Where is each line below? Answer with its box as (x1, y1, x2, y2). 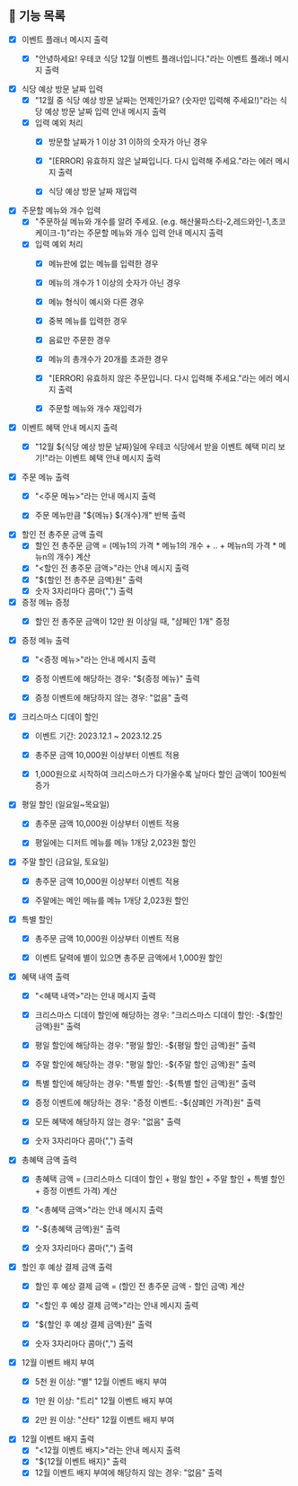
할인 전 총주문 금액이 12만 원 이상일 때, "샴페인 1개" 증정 (34, 615, 231, 626)
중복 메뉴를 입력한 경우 (48, 315, 127, 326)
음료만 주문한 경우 (48, 334, 111, 345)
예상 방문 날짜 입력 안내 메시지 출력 (44, 106, 167, 117)
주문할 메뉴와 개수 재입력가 (48, 402, 143, 413)
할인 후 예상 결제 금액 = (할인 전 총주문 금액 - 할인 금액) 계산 (34, 1280, 245, 1291)
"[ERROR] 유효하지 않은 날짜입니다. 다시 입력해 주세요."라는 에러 (48, 155, 274, 166)
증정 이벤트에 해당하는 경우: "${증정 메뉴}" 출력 (34, 673, 201, 684)
